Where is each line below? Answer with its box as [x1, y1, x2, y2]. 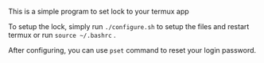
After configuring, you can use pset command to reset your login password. [8, 46, 257, 54]
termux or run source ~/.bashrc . [8, 31, 117, 39]
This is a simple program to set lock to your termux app [8, 7, 189, 16]
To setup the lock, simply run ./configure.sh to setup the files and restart [8, 22, 250, 31]
